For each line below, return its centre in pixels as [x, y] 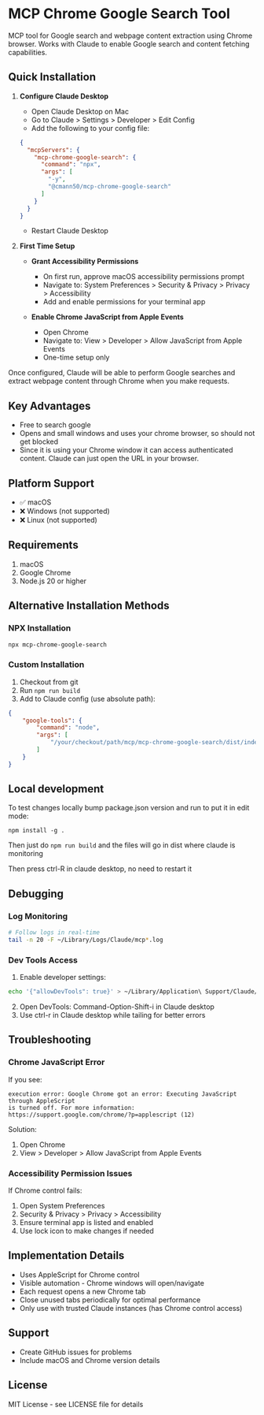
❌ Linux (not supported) [59, 520]
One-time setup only [76, 357]
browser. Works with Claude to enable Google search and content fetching [129, 43]
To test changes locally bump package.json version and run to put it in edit [129, 808]
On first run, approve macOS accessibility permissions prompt [144, 277]
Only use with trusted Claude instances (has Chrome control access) [131, 1308]
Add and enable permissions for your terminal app [124, 302]
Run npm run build [50, 690]
